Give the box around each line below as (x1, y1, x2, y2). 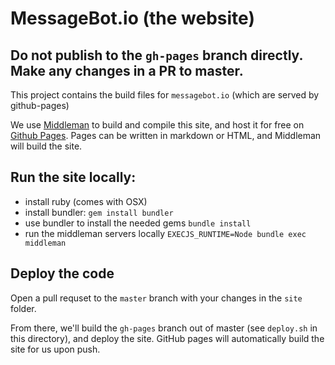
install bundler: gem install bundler (24, 206, 174, 218)
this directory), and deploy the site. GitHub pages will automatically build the (10, 332, 325, 344)
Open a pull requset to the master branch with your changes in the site (10, 292, 303, 304)
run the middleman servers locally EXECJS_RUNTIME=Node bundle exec (24, 227, 307, 239)
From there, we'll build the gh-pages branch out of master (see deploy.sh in (10, 322, 318, 334)
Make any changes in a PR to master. (10, 62, 244, 79)
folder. (10, 302, 37, 314)
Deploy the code (10, 265, 115, 282)
